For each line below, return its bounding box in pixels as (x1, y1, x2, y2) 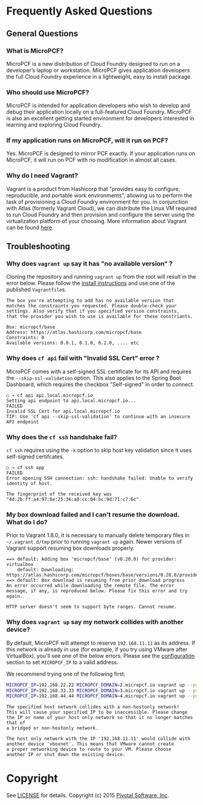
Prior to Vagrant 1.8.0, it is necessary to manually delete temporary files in (6, 532, 190, 539)
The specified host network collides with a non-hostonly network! (6, 704, 180, 710)
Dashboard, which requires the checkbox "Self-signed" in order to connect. (6, 380, 195, 388)
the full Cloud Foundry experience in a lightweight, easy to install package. (6, 73, 192, 80)
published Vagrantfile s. (6, 286, 66, 293)
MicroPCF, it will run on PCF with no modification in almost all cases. (6, 156, 177, 164)
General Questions (6, 28, 79, 39)
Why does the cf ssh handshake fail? (6, 432, 118, 441)
